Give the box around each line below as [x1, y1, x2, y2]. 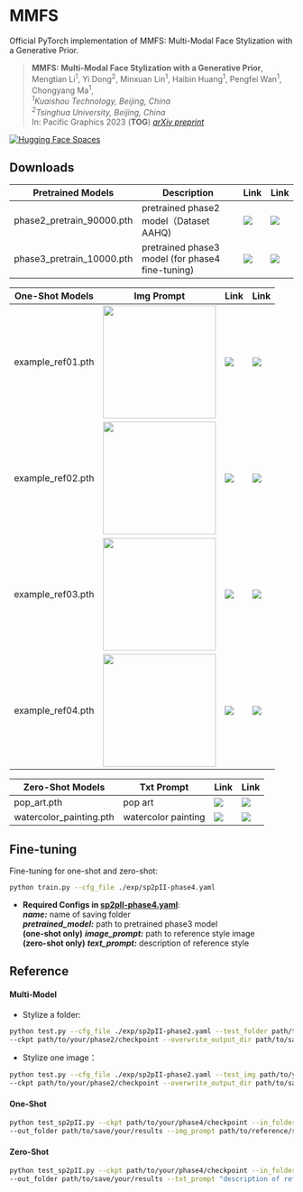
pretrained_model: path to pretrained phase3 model [22, 919, 218, 929]
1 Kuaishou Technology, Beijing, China [31, 94, 171, 106]
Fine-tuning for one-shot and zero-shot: [9, 865, 158, 876]
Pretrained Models [32, 187, 115, 199]
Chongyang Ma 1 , [31, 83, 95, 96]
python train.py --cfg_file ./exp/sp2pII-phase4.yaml [9, 883, 216, 892]
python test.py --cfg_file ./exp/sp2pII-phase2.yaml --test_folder [9, 1026, 269, 1036]
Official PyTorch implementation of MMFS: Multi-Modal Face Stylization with [9, 35, 293, 46]
